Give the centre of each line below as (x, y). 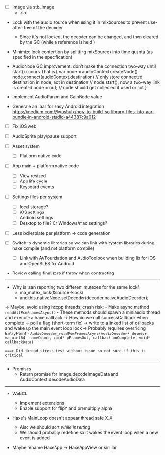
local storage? (34, 207)
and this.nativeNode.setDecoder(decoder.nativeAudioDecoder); (84, 298)
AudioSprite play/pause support (44, 136)
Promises (22, 369)
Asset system (26, 146)
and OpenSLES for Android (47, 264)
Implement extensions (42, 403)
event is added (35, 438)
